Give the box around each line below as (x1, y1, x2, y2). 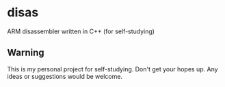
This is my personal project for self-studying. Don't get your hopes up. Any (7, 65, 218, 73)
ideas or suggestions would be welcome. (7, 72, 123, 80)
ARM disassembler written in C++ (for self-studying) (7, 27, 155, 35)
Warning (7, 47, 44, 58)
